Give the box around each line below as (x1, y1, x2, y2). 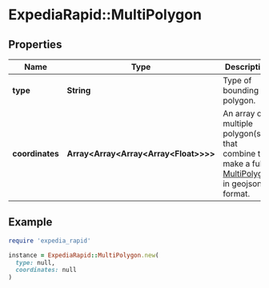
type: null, (15, 258, 56, 266)
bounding (223, 85, 259, 95)
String (66, 85, 91, 95)
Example (8, 215, 53, 229)
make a (223, 158, 251, 169)
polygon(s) (223, 128, 264, 139)
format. (223, 189, 251, 199)
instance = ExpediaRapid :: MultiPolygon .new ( (8, 251, 159, 259)
